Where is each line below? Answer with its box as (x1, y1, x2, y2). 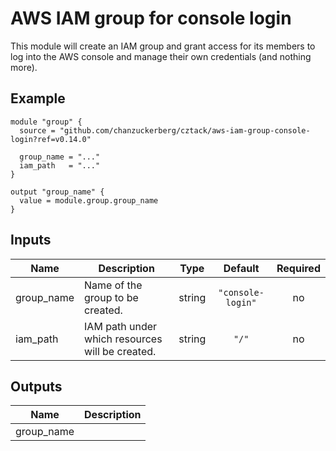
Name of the (84, 278, 143, 292)
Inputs (10, 232, 52, 249)
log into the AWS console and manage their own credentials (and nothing (10, 50, 312, 62)
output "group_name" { (10, 187, 105, 197)
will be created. (84, 344, 157, 358)
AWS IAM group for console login (10, 7, 292, 30)
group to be (84, 290, 139, 304)
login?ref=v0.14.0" (10, 134, 92, 144)
